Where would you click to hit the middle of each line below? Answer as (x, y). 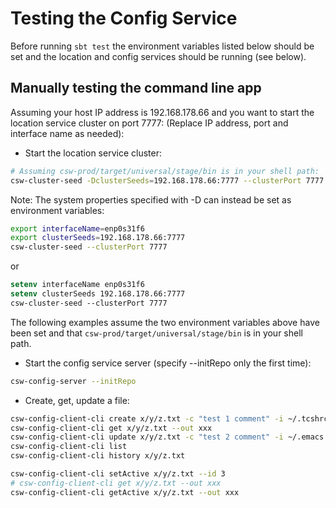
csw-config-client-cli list (69, 447)
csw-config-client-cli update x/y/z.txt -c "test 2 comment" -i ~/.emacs (167, 437)
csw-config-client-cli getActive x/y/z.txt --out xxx (125, 492)
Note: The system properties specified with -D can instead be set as (151, 199)
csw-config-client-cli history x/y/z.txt (98, 456)
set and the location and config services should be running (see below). (158, 56)
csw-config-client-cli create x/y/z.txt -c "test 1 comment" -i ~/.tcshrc (169, 418)
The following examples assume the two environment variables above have (165, 322)
